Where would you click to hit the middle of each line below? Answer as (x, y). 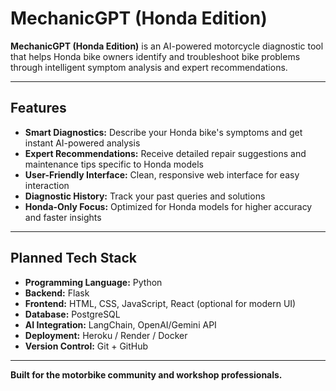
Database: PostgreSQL (72, 314)
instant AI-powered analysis (82, 143)
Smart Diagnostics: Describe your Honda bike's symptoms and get (163, 132)
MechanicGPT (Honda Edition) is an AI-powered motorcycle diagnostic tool (167, 46)
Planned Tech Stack (73, 258)
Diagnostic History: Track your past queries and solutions (145, 196)
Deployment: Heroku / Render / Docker (106, 335)
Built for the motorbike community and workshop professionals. (146, 374)
